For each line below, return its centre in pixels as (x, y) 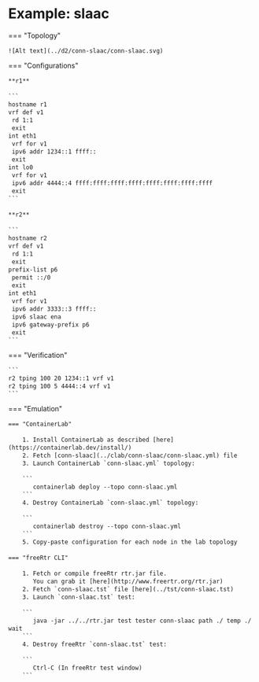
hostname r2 (28, 238)
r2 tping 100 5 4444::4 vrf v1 (59, 386)
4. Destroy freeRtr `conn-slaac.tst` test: (95, 644)
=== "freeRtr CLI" (38, 558)
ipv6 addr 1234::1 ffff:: (54, 151)
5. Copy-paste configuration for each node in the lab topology (130, 542)
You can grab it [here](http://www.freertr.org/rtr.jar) (128, 581)
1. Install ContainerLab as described (86, 440)
